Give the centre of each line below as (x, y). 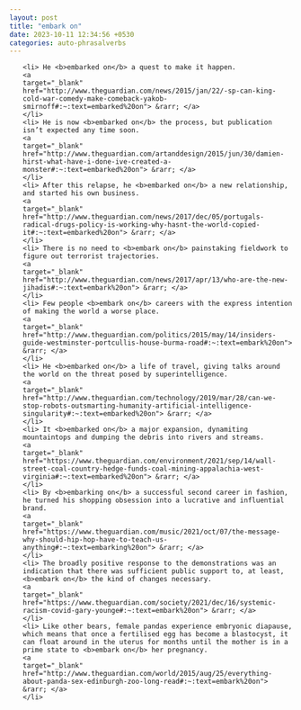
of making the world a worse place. (91, 311)
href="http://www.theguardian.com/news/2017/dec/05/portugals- (143, 217)
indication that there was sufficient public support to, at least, (153, 571)
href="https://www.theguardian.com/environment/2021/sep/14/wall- (149, 461)
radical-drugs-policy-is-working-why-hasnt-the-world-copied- (141, 225)
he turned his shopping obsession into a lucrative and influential (153, 500)
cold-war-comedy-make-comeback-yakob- (95, 99)
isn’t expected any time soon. (81, 130)
